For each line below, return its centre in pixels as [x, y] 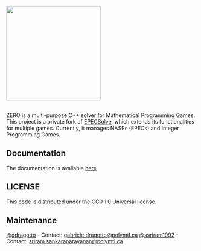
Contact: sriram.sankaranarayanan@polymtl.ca [65, 241]
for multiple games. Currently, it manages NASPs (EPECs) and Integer [93, 128]
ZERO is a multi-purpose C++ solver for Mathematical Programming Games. [101, 115]
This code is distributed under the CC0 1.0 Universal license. [81, 202]
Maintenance [32, 221]
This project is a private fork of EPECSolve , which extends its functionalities [101, 122]
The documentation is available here [51, 168]
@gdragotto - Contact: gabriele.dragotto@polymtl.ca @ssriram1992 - [93, 235]
